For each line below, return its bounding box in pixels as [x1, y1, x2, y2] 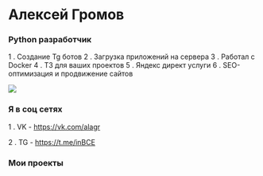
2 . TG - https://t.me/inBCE [8, 137, 95, 147]
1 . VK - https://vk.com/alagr [8, 122, 101, 131]
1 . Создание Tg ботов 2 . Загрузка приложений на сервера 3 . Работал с [8, 52, 256, 61]
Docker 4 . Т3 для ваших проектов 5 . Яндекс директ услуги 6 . [8, 61, 222, 70]
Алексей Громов [8, 6, 125, 24]
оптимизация [8, 69, 53, 79]
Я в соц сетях [8, 104, 63, 115]
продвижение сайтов [60, 69, 133, 79]
